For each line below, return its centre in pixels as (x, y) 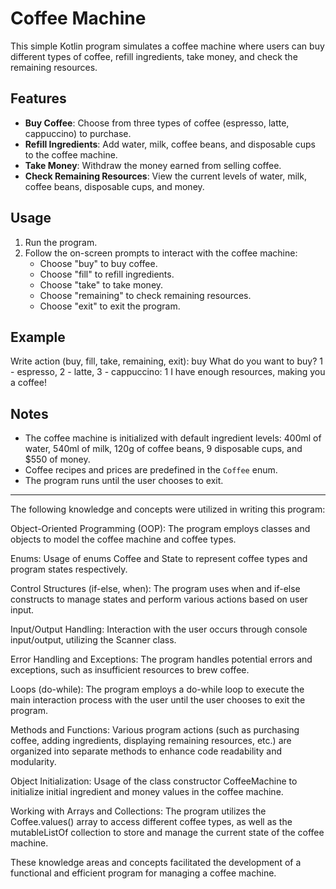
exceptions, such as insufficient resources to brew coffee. (130, 670)
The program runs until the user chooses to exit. (124, 481)
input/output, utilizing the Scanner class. (93, 640)
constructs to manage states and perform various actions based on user (159, 599)
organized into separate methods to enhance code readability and (146, 751)
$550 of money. (57, 459)
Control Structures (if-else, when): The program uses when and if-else (155, 589)
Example (38, 337)
